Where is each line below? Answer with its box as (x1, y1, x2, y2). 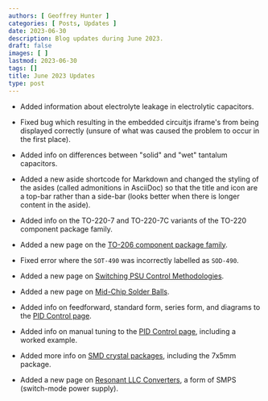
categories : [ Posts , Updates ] (8, 19, 117, 27)
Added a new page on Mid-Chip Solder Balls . (19, 286, 170, 296)
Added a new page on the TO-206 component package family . (19, 240, 228, 249)
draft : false (8, 42, 52, 50)
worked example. (19, 335, 78, 345)
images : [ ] (8, 49, 48, 57)
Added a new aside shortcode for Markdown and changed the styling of (19, 174, 259, 184)
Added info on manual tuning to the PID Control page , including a (19, 326, 236, 336)
